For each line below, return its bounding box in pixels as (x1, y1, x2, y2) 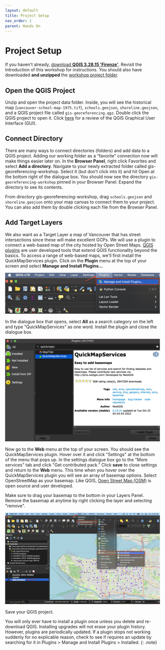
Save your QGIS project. (5, 609, 54, 615)
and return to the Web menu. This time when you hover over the (5, 467, 135, 473)
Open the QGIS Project (5, 86, 75, 94)
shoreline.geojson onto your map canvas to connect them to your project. (5, 199, 156, 205)
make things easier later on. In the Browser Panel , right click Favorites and (5, 158, 156, 164)
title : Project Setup (5, 13, 50, 18)
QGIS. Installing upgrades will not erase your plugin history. (26, 624, 146, 630)
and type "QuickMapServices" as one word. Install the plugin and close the (5, 324, 157, 330)
